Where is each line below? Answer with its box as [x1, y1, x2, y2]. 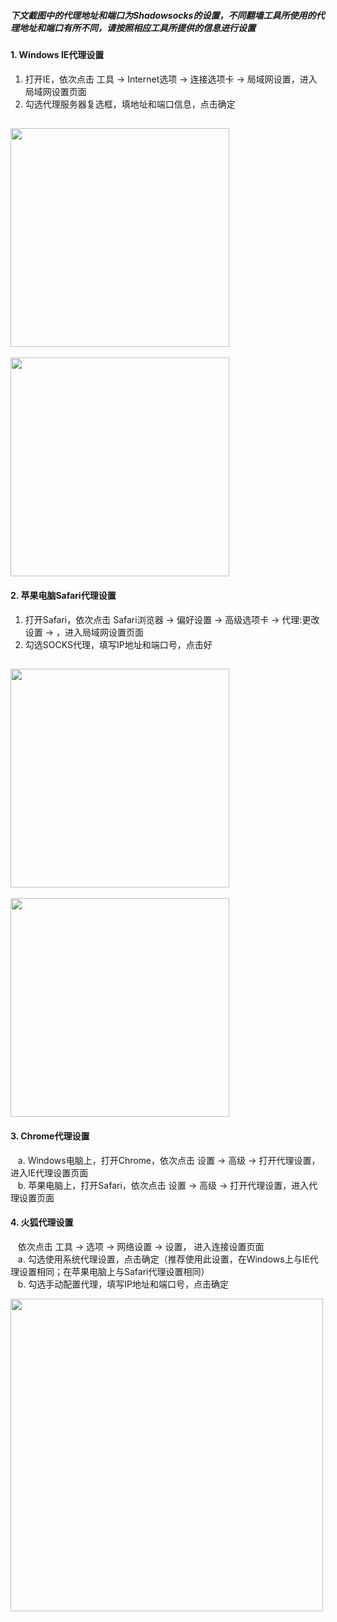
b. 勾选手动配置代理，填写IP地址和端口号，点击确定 [17, 1278, 230, 1290]
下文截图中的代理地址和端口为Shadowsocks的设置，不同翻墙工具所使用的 [10, 9, 317, 21]
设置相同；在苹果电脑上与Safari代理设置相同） [18, 1265, 210, 1277]
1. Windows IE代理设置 [10, 48, 105, 60]
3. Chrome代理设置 [10, 1130, 90, 1142]
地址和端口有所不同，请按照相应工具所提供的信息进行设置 [18, 21, 256, 34]
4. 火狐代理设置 [10, 1216, 74, 1229]
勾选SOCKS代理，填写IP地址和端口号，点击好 [24, 638, 213, 650]
